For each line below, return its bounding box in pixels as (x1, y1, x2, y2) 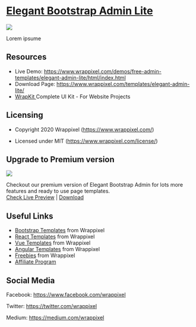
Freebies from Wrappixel (14, 252, 75, 259)
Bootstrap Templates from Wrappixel (14, 227, 105, 234)
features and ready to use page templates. (6, 188, 110, 195)
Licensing (6, 110, 43, 120)
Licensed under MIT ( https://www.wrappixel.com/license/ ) (14, 137, 159, 145)
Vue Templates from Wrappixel (14, 239, 91, 246)
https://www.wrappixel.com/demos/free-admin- (43, 68, 162, 75)
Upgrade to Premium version (6, 154, 115, 164)
